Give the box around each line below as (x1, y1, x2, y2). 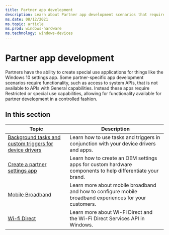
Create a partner (8, 161, 47, 168)
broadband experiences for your (69, 194, 146, 201)
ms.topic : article (5, 21, 44, 27)
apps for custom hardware (69, 161, 132, 168)
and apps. (69, 146, 93, 153)
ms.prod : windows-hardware (5, 26, 62, 31)
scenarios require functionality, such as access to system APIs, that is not (5, 80, 158, 86)
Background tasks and (8, 134, 61, 141)
